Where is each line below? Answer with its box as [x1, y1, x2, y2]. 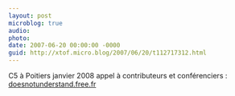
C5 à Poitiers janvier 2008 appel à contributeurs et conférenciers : [8, 71, 228, 80]
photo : [8, 34, 31, 42]
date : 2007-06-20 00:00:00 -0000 [8, 42, 121, 50]
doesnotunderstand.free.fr [8, 79, 97, 89]
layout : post [8, 11, 52, 20]
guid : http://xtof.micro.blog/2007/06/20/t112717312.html [8, 49, 207, 57]
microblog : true [8, 19, 63, 27]
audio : [8, 26, 31, 34]
